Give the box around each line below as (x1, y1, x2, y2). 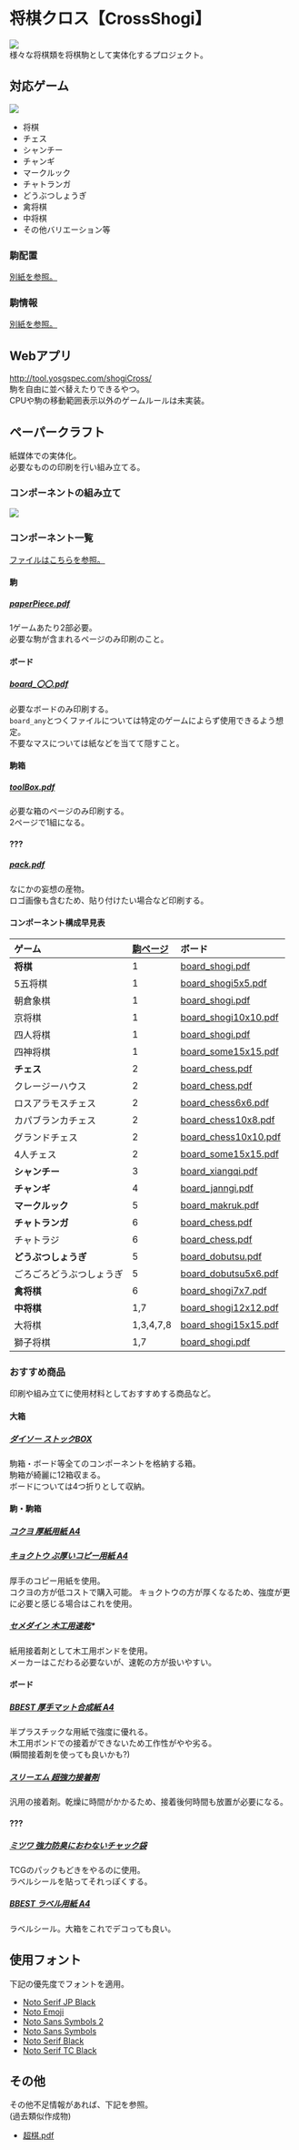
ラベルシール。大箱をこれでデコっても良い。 (9, 1923, 176, 1934)
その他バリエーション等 (22, 224, 111, 235)
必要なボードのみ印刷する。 (9, 703, 114, 714)
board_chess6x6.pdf (180, 1097, 270, 1110)
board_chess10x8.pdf (180, 1113, 275, 1126)
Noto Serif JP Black (22, 1996, 96, 2007)
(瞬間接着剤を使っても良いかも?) (9, 1749, 130, 1760)
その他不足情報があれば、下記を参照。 (9, 2099, 153, 2110)
